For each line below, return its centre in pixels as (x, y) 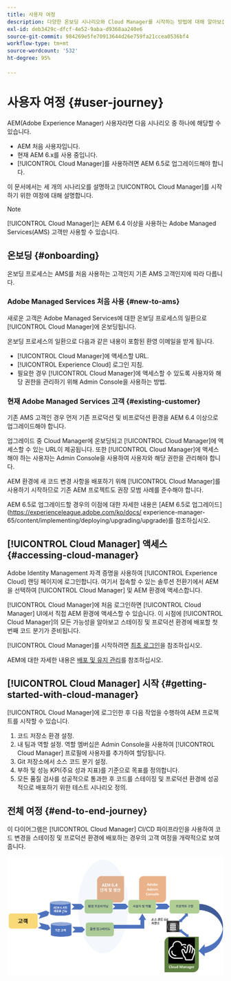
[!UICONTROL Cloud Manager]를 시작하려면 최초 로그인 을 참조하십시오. (105, 645)
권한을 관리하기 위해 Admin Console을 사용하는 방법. (96, 382)
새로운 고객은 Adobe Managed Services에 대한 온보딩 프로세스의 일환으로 (107, 318)
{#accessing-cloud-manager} (73, 556)
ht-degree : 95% (29, 59)
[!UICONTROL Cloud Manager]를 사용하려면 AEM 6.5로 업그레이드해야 (114, 163)
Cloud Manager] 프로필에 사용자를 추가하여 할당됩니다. (91, 753)
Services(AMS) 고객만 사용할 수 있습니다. (63, 231)
